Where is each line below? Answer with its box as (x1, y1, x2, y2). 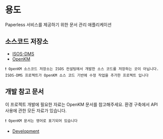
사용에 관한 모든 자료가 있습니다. (5, 108, 67, 113)
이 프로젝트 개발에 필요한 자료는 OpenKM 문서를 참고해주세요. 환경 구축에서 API (5, 101, 158, 107)
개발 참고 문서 (5, 87, 44, 96)
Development (12, 128, 40, 134)
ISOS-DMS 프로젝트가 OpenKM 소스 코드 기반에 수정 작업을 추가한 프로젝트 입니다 (5, 73, 149, 78)
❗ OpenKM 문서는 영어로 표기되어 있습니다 (5, 118, 78, 123)
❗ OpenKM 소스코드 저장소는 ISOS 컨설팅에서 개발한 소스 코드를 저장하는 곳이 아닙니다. (5, 66, 159, 71)
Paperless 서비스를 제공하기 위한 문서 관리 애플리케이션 (5, 22, 112, 28)
